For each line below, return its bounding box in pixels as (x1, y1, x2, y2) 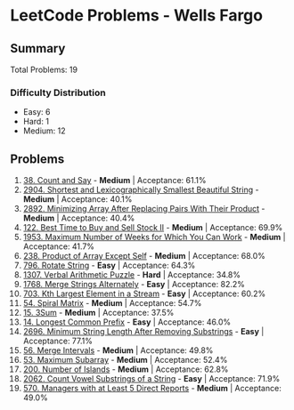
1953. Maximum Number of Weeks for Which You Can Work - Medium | (22, 232, 286, 243)
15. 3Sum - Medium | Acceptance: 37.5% (22, 308, 175, 318)
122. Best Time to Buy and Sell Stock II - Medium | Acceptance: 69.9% (22, 222, 283, 233)
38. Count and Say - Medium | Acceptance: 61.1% (22, 175, 207, 186)
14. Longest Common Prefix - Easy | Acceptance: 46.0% (22, 317, 231, 327)
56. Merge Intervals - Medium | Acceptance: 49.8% (22, 345, 214, 356)
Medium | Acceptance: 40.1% (22, 194, 133, 205)
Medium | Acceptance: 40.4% (22, 213, 135, 223)
